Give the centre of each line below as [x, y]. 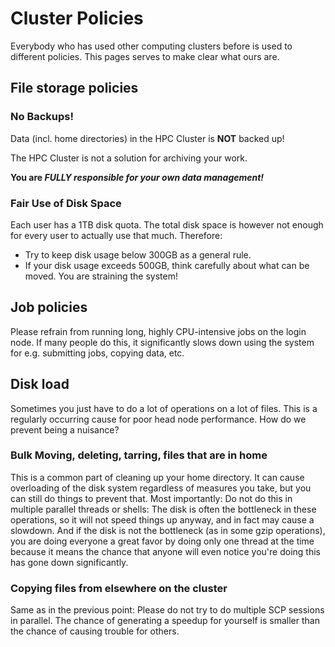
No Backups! [42, 117]
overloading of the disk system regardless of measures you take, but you [161, 488]
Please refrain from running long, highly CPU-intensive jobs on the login [158, 331]
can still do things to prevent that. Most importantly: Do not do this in [151, 498]
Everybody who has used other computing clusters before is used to [151, 46]
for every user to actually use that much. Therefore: [116, 235]
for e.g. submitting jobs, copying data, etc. [97, 353]
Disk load [40, 384]
